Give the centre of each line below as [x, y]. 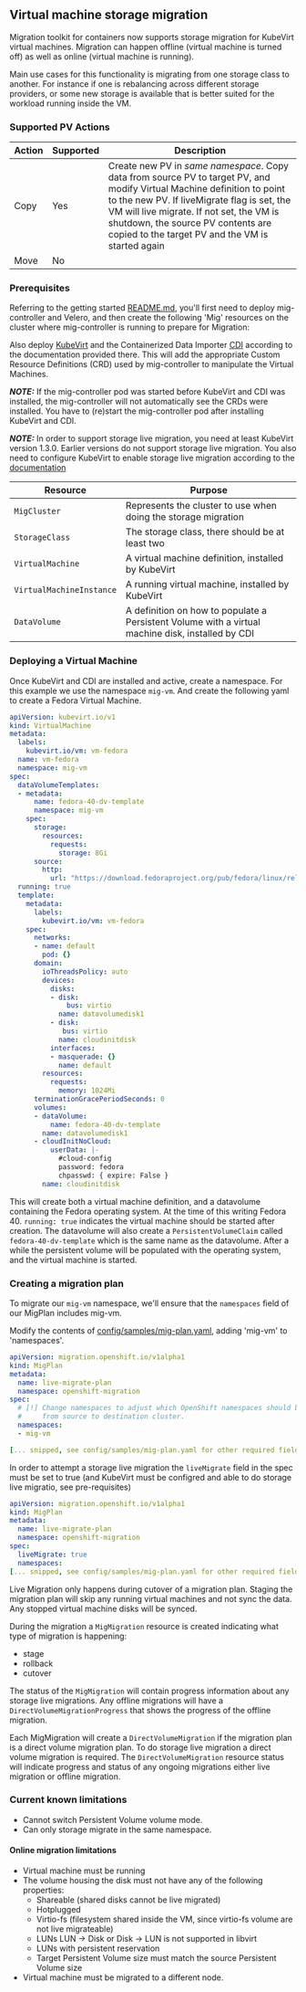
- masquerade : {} [83, 1057]
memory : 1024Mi [87, 1091]
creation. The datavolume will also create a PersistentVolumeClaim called [146, 1230]
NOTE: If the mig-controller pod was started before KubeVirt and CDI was [148, 392]
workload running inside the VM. [71, 103]
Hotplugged [59, 1909]
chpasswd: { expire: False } [113, 1175]
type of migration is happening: [68, 1636]
